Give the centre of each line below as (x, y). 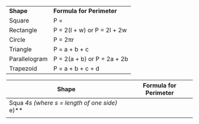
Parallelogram (28, 59)
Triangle (20, 49)
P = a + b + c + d (76, 68)
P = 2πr (63, 40)
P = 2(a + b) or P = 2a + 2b (91, 59)
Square (19, 20)
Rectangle (23, 30)
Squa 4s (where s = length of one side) (63, 103)
